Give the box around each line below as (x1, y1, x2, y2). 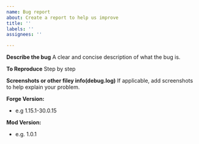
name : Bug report (6, 9, 51, 15)
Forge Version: (6, 95, 45, 103)
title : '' (6, 20, 32, 26)
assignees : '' (6, 32, 43, 38)
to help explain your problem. (6, 83, 80, 91)
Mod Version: (6, 119, 42, 126)
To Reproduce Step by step (6, 65, 76, 73)
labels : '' (6, 26, 34, 32)
